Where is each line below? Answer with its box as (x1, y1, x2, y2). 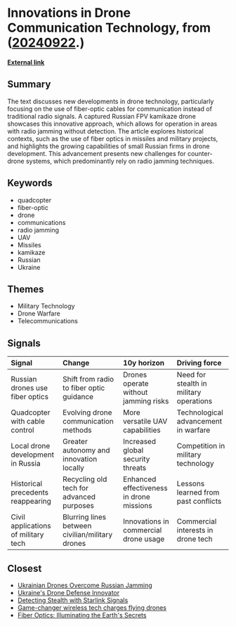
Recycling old (63, 474, 107, 484)
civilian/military (63, 530, 113, 540)
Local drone (11, 441, 51, 451)
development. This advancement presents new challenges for (7, 149, 186, 157)
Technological (176, 407, 223, 417)
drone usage (122, 534, 165, 544)
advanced (63, 492, 96, 502)
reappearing (11, 497, 51, 507)
